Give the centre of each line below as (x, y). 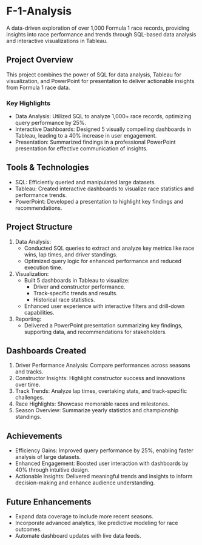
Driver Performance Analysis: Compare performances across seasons (103, 366)
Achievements (34, 436)
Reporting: (28, 319)
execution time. (43, 267)
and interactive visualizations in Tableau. (57, 41)
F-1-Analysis (39, 11)
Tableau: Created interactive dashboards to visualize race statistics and (104, 189)
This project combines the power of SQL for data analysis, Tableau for (94, 75)
